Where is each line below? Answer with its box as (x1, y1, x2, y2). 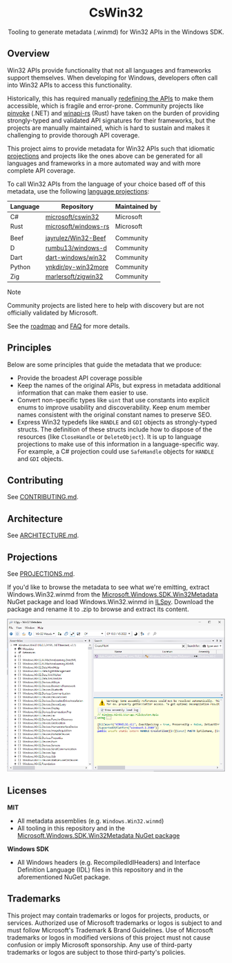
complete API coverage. (7, 166, 76, 174)
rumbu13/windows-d (45, 243, 107, 252)
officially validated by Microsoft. (7, 308, 99, 317)
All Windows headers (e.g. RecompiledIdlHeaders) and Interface (17, 858, 200, 866)
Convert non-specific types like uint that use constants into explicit (17, 395, 210, 404)
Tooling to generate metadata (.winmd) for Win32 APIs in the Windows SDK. (8, 28, 224, 36)
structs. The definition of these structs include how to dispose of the (17, 425, 213, 433)
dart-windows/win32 (45, 253, 107, 261)
